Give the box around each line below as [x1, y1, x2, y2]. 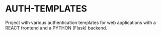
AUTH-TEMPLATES [5, 3, 87, 14]
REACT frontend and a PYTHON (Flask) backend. [5, 24, 107, 30]
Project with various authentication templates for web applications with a [5, 19, 156, 25]
